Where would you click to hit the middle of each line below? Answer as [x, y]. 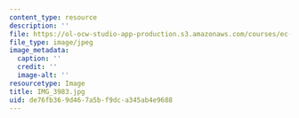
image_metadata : [39, 51]
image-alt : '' [43, 75]
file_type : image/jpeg [51, 42]
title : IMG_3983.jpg [48, 91]
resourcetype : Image [48, 83]
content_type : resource [53, 17]
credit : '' [37, 67]
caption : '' [40, 59]
